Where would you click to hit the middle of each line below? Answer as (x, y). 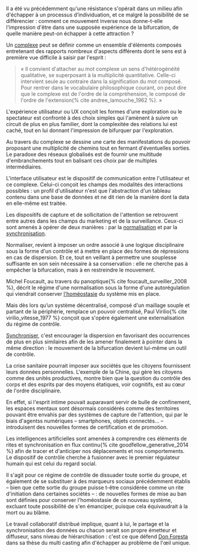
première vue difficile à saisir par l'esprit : (56, 57)
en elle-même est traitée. (36, 203)
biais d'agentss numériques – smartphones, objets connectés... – (85, 421)
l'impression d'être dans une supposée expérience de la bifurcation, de (92, 27)
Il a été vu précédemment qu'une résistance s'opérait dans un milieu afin (94, 9)
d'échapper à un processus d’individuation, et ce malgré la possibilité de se (98, 15)
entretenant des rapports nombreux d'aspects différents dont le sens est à (96, 51)
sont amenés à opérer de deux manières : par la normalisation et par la (92, 227)
